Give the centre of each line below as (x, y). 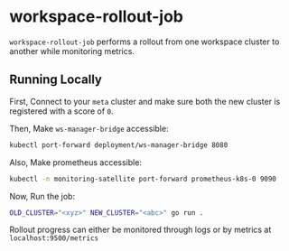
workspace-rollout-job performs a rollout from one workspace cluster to (144, 42)
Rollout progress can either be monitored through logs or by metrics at (140, 230)
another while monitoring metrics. (72, 51)
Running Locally (56, 80)
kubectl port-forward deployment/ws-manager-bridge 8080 (119, 145)
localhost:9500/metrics (54, 238)
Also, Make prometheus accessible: (76, 162)
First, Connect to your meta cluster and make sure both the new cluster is (145, 101)
